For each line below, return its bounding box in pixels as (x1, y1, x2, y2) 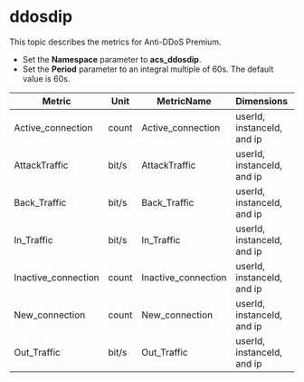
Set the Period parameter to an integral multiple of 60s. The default (22, 64, 274, 74)
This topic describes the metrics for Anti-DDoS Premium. (9, 36, 222, 47)
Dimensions (235, 94, 289, 107)
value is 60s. (22, 73, 71, 83)
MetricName (157, 94, 212, 107)
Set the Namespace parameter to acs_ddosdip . (22, 54, 202, 64)
